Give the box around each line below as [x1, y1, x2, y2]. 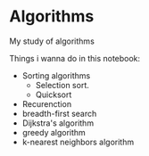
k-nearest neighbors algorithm [21, 136, 135, 147]
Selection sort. [35, 79, 89, 90]
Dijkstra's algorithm [21, 118, 95, 128]
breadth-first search [21, 108, 97, 119]
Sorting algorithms [21, 70, 91, 81]
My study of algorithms [9, 36, 95, 46]
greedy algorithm [21, 127, 87, 137]
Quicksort [35, 89, 72, 100]
